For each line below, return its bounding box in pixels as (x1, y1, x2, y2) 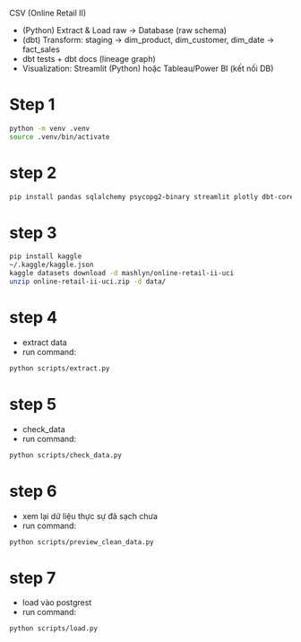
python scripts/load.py (9, 624, 99, 633)
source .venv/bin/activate (9, 132, 110, 142)
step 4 (9, 308, 58, 328)
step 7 (9, 568, 56, 588)
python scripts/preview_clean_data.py (9, 537, 154, 546)
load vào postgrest (21, 597, 92, 608)
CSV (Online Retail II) (9, 8, 87, 18)
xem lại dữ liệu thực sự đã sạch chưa (21, 510, 159, 521)
